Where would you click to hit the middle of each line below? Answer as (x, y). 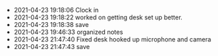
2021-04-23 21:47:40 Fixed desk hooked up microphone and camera (112, 39)
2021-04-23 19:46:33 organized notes (68, 32)
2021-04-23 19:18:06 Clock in (56, 10)
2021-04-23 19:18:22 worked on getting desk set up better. (98, 17)
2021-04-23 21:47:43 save (52, 47)
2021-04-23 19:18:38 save (51, 25)
